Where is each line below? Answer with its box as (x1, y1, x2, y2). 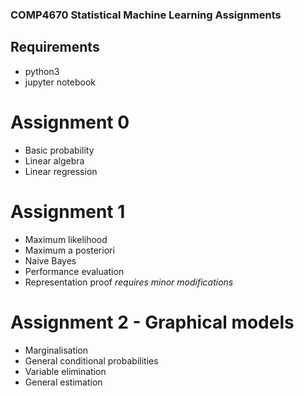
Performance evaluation (24, 265, 125, 277)
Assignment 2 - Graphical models (10, 311, 295, 333)
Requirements (10, 39, 100, 56)
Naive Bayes (24, 254, 77, 267)
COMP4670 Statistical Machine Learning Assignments (10, 8, 282, 22)
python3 (24, 65, 60, 77)
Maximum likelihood (24, 233, 108, 245)
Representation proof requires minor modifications (24, 276, 234, 288)
